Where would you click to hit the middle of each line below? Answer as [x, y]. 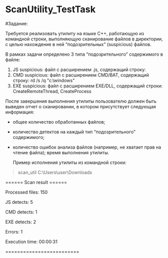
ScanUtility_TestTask [51, 9]
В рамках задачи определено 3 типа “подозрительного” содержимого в [84, 54]
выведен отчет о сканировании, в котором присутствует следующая [81, 106]
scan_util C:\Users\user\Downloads [55, 172]
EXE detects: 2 [21, 222]
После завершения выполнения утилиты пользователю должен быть [81, 101]
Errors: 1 [14, 231]
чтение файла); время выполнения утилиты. [61, 152]
